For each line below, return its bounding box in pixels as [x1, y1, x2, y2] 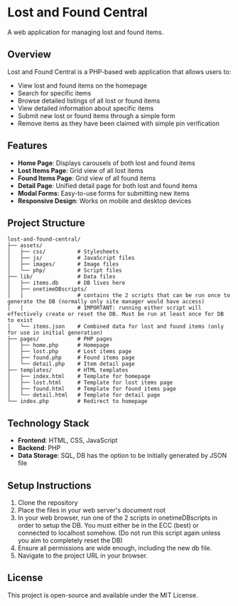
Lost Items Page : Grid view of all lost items [17, 166, 144, 174]
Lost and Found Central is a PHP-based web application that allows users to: [7, 67, 232, 75]
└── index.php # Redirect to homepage [7, 398, 148, 405]
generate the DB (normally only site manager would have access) [7, 298, 205, 305]
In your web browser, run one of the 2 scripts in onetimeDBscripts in [17, 513, 218, 522]
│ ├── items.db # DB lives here [7, 279, 126, 287]
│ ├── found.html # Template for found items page [7, 385, 176, 392]
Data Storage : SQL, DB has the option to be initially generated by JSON [17, 451, 227, 460]
